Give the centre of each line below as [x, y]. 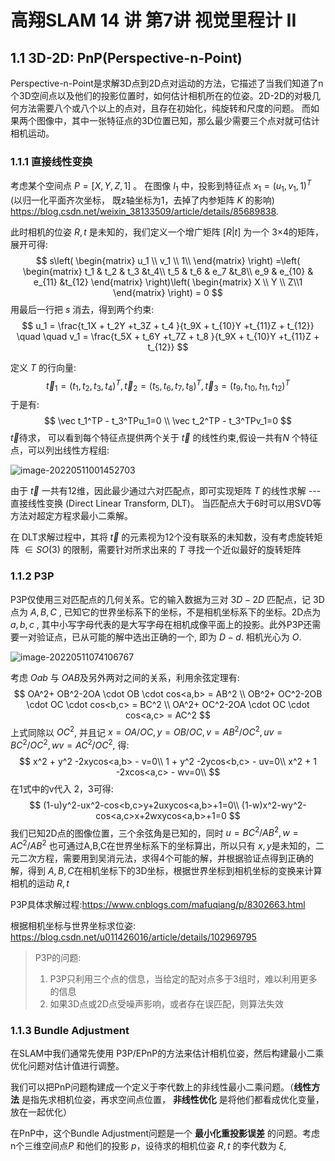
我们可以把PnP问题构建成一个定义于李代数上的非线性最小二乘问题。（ [152, 1087]
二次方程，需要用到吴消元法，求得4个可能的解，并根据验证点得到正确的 [166, 858]
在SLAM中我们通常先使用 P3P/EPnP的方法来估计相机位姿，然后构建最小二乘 [167, 1053]
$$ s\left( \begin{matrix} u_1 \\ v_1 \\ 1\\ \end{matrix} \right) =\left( [168, 260]
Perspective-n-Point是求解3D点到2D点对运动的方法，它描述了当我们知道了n [167, 83]
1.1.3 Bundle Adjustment [70, 1031]
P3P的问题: [58, 958]
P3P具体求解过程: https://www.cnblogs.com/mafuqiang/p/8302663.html [158, 905]
